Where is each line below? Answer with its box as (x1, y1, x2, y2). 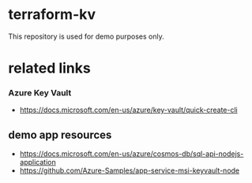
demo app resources (8, 128, 112, 141)
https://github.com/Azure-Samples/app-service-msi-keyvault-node (19, 166, 240, 175)
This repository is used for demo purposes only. (8, 32, 164, 41)
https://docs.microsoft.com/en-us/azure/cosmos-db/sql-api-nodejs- (19, 149, 244, 159)
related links (8, 59, 91, 77)
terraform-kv (8, 6, 96, 24)
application (19, 158, 57, 167)
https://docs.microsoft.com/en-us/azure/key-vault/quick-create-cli (19, 105, 239, 115)
